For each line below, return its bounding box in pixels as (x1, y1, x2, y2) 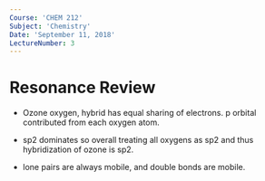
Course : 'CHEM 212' (9, 13, 83, 23)
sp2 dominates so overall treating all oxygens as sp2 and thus (22, 135, 254, 146)
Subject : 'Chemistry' (9, 22, 92, 31)
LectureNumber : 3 (9, 38, 75, 48)
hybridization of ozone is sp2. (22, 144, 134, 155)
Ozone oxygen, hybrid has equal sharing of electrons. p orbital (22, 108, 257, 119)
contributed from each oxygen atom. (22, 117, 161, 128)
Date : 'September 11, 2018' (9, 30, 116, 39)
